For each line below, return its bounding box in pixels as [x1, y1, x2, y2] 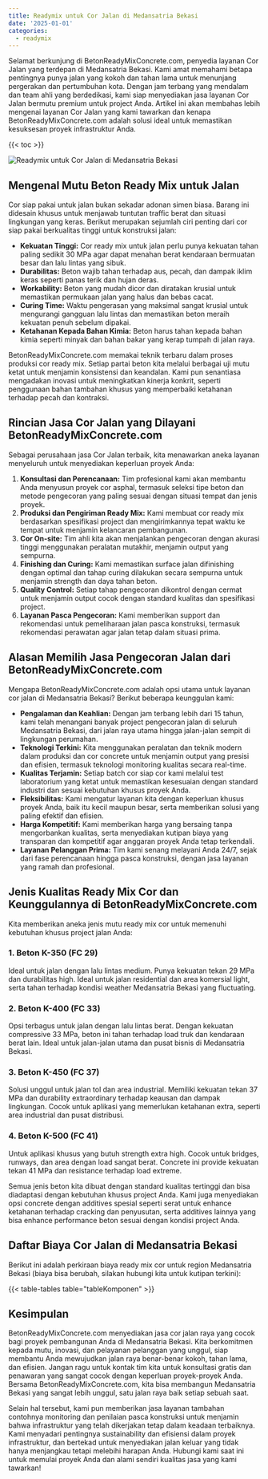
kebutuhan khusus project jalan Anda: [8, 927, 134, 937]
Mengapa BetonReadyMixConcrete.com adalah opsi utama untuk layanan [8, 684, 250, 694]
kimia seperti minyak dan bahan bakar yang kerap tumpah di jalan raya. [19, 334, 255, 345]
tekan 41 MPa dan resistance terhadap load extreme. [8, 1165, 182, 1175]
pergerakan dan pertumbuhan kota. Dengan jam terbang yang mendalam [8, 82, 250, 91]
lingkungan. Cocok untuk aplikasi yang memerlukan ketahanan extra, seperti [8, 1102, 261, 1112]
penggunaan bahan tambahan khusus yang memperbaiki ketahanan [8, 384, 233, 394]
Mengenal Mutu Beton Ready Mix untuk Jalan [8, 178, 240, 192]
